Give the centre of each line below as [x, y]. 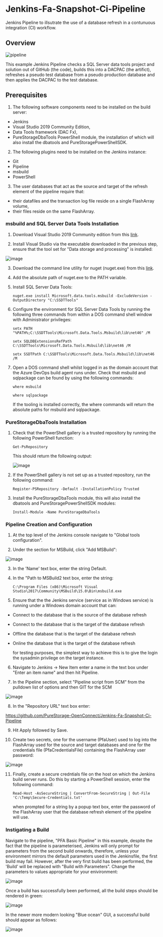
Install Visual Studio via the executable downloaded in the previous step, [85, 244]
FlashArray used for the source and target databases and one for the [81, 745]
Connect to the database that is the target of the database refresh [79, 624]
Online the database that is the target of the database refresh [74, 643]
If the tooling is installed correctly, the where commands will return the [83, 404]
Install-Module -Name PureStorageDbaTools [56, 512]
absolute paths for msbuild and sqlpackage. [57, 409]
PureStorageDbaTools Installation [46, 422]
